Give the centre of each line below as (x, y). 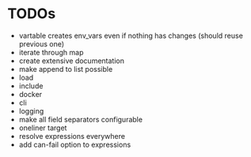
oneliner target (43, 128)
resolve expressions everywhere (72, 136)
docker (30, 94)
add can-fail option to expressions (75, 144)
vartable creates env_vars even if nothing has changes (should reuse (131, 36)
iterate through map (51, 52)
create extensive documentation (71, 61)
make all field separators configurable (81, 119)
